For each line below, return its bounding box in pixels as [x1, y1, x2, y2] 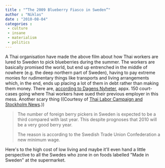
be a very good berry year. [17, 121, 72, 127]
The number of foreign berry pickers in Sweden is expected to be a [17, 111, 156, 117]
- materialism [7, 35, 37, 40]
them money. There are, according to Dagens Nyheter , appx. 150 [5, 85, 138, 91]
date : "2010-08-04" [5, 16, 48, 21]
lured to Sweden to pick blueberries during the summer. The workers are [5, 58, 155, 65]
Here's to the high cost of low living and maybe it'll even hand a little [5, 146, 146, 152]
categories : [5, 21, 32, 26]
